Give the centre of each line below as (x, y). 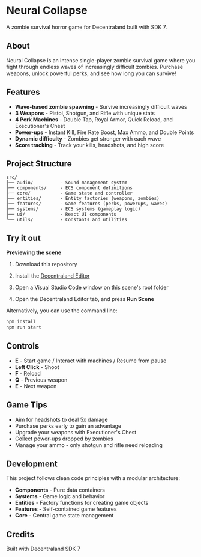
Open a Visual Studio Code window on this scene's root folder (92, 288)
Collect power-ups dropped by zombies (64, 439)
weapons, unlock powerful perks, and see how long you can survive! (91, 73)
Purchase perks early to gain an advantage (68, 426)
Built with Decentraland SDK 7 (43, 549)
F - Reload (28, 373)
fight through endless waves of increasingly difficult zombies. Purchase (95, 67)
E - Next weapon (36, 386)
